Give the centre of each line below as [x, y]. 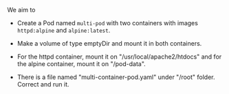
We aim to [21, 10]
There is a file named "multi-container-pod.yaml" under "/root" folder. [116, 77]
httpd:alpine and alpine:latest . [64, 30]
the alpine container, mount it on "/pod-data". [81, 64]
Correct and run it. [43, 84]
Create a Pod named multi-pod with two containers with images [107, 23]
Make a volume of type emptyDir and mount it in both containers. [109, 43]
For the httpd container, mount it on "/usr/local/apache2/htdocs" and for [119, 57]
